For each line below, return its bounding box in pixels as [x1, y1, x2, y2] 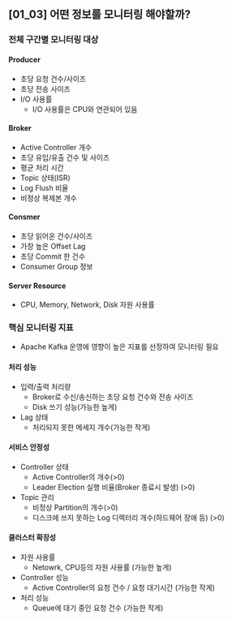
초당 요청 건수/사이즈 [19, 74, 87, 84]
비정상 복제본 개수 [19, 193, 77, 203]
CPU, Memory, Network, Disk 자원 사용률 [19, 299, 156, 310]
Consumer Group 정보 [19, 261, 93, 271]
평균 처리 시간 [19, 162, 64, 172]
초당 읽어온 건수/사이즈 [19, 230, 93, 241]
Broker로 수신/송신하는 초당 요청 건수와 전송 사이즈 [32, 392, 194, 402]
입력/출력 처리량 [19, 381, 71, 391]
